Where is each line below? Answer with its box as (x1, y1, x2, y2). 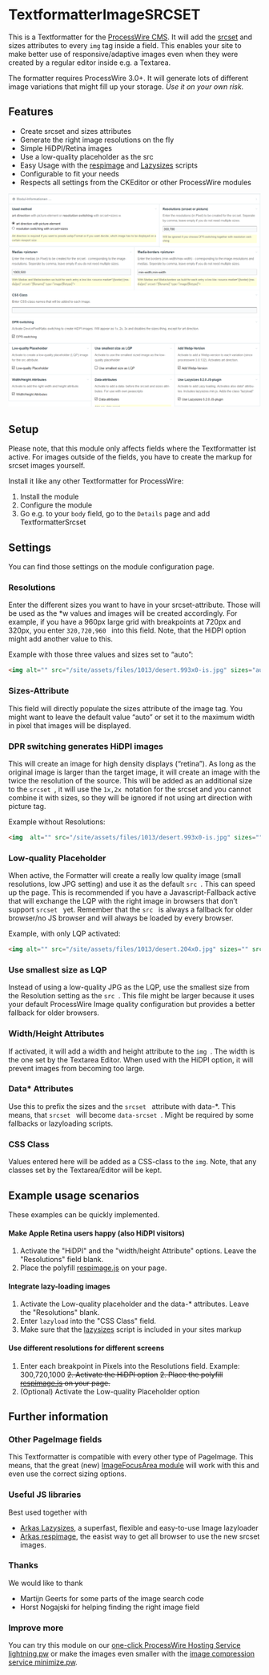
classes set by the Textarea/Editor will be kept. (8, 1165, 163, 1175)
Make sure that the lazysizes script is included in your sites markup (19, 1325, 242, 1334)
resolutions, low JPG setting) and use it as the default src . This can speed (8, 880, 256, 889)
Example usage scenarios (8, 1188, 140, 1202)
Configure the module (19, 500, 93, 510)
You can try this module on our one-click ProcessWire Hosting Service (8, 1641, 242, 1650)
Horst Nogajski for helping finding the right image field (19, 1602, 200, 1612)
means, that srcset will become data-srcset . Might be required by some (8, 1110, 254, 1119)
